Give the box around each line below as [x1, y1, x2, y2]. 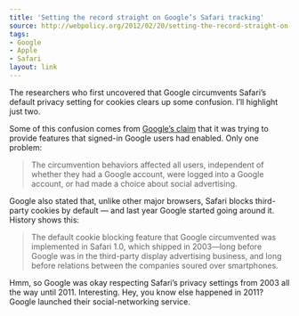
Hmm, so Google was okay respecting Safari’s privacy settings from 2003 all [9, 277, 290, 288]
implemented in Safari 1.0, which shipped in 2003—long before [30, 241, 263, 252]
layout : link [9, 63, 58, 72]
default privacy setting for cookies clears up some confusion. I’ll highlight [9, 96, 279, 107]
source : [9, 21, 38, 30]
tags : [9, 29, 29, 38]
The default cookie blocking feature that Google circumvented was [30, 231, 277, 242]
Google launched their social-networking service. [9, 296, 191, 307]
